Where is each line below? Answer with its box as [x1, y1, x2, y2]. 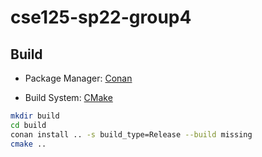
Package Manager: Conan [24, 72, 133, 84]
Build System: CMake [24, 92, 113, 103]
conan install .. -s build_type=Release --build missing [10, 129, 253, 140]
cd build [10, 120, 47, 130]
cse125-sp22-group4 [10, 6, 192, 29]
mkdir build [10, 111, 60, 121]
